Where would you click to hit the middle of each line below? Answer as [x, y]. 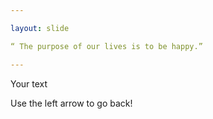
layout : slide [40, 28]
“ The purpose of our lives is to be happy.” [106, 46]
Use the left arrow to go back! [71, 103]
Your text [29, 83]
